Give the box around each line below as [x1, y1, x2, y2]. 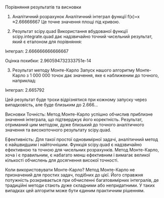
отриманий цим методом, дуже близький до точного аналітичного [5, 122, 144, 127]
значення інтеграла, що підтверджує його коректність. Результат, [5, 117, 143, 122]
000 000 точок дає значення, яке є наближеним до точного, [32, 73, 159, 78]
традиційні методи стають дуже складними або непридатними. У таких [5, 182, 155, 188]
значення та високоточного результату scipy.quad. [5, 127, 112, 133]
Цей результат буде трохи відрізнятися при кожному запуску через [5, 97, 147, 102]
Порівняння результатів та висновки [5, 4, 82, 10]
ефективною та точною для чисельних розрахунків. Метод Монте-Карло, [5, 147, 159, 152]
